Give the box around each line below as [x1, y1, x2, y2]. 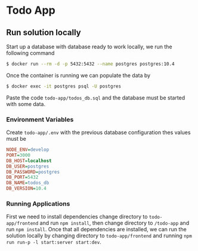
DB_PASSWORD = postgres [6, 169, 60, 175]
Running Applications [6, 199, 70, 207]
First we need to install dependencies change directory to [6, 213, 148, 221]
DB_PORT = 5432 [6, 174, 39, 181]
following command [6, 49, 55, 57]
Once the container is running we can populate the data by [6, 72, 151, 79]
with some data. [6, 100, 46, 107]
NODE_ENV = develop [6, 147, 49, 153]
